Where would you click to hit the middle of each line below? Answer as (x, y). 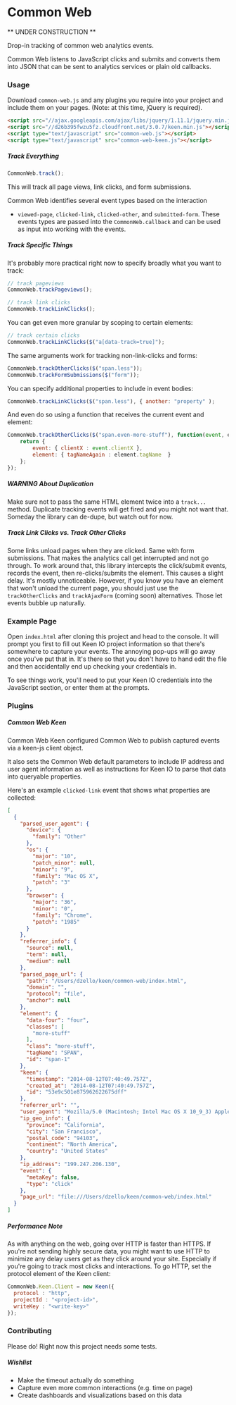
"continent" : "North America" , (72, 1145)
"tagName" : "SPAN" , (54, 1053)
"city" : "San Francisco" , (64, 1132)
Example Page (32, 621)
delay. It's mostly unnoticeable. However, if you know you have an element (115, 580)
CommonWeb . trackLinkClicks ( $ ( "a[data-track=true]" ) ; (86, 342)
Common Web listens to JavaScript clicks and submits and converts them (114, 59)
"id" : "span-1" (48, 1060)
